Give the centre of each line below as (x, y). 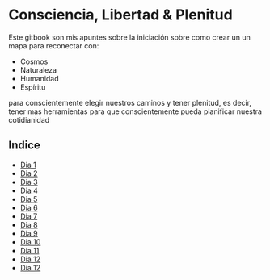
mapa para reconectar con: (54, 45)
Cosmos (34, 61)
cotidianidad (29, 119)
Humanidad (39, 78)
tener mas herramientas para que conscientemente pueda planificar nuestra (135, 111)
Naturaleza (38, 69)
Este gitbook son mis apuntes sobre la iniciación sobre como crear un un (129, 37)
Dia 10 (30, 242)
